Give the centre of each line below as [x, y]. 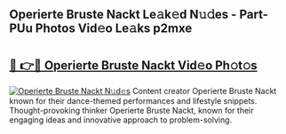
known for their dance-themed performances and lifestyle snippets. [133, 101]
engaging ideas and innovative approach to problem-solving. [121, 120]
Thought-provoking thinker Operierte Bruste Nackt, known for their [131, 110]
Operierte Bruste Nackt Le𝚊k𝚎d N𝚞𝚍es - [123, 15]
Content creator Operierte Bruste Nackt [204, 91]
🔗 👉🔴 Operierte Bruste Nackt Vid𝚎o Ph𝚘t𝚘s [133, 65]
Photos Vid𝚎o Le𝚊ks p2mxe [114, 29]
